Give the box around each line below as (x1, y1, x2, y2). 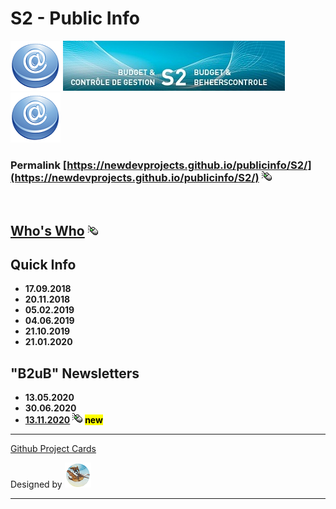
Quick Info (10, 257, 77, 274)
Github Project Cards (10, 443, 97, 455)
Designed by (10, 478, 63, 491)
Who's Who (10, 222, 85, 239)
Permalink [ (10, 158, 68, 172)
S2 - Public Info (10, 7, 140, 30)
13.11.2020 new (24, 414, 103, 426)
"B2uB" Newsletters (10, 365, 140, 382)
